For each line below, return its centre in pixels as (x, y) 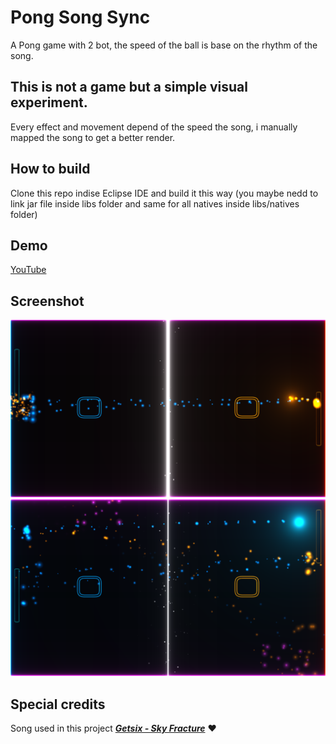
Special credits (58, 704)
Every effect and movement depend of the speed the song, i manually (154, 127)
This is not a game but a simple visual (129, 87)
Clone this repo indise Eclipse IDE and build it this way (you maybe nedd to (164, 193)
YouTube (28, 270)
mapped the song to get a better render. (93, 137)
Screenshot (47, 301)
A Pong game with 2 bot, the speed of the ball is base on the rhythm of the (164, 45)
